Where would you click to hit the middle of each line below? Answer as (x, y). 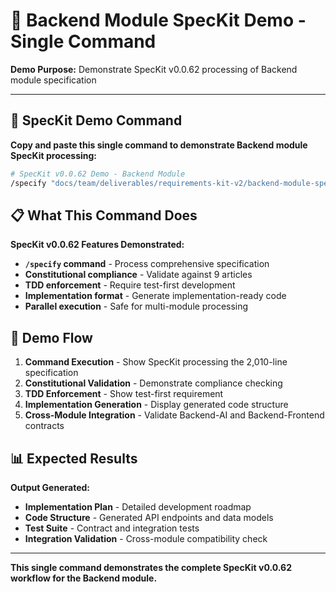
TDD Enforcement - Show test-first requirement (124, 394)
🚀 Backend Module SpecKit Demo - (158, 20)
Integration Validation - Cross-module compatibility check (146, 538)
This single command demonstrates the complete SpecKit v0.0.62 (151, 567)
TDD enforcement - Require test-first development (130, 285)
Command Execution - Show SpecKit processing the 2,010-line (156, 362)
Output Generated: (50, 487)
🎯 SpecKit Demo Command (96, 120)
